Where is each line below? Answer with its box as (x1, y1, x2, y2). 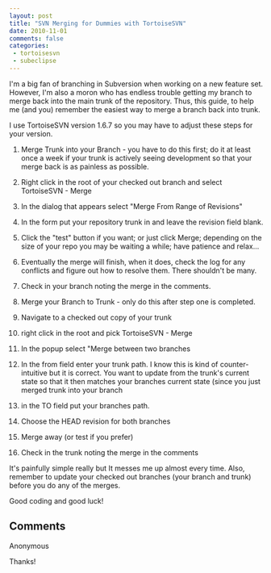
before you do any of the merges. (9, 480, 120, 490)
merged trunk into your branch (20, 385, 123, 395)
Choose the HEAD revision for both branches (20, 416, 171, 426)
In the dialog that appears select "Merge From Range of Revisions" (20, 201, 243, 211)
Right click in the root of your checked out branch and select (20, 177, 223, 186)
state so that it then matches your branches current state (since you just (20, 376, 261, 386)
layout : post (9, 11, 53, 20)
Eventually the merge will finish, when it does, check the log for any (20, 257, 246, 266)
